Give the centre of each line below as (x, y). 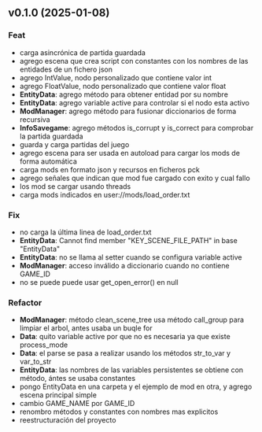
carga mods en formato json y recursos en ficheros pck (110, 169)
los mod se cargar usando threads (75, 186)
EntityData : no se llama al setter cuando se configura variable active (131, 257)
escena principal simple (58, 395)
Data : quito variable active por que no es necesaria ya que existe (125, 337)
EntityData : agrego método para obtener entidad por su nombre (124, 94)
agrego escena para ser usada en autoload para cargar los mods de (129, 153)
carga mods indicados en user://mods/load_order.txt (105, 194)
